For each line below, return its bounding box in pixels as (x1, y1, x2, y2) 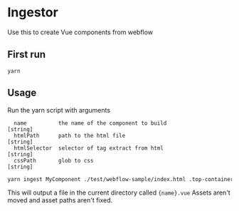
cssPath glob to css (14, 157, 94, 164)
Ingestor (7, 4, 58, 21)
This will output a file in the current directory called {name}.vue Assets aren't (7, 188, 231, 197)
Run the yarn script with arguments (7, 105, 111, 114)
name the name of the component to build (14, 119, 167, 127)
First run (7, 48, 46, 61)
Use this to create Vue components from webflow (7, 28, 154, 36)
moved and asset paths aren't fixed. (7, 196, 113, 205)
